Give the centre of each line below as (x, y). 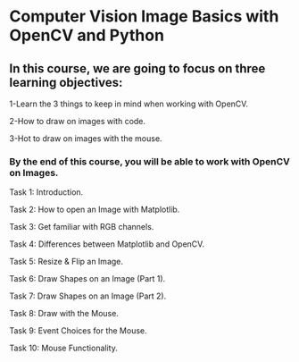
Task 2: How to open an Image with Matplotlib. (95, 210)
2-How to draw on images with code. (77, 121)
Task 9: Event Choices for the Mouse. (78, 331)
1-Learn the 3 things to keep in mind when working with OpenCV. (129, 104)
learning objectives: (66, 82)
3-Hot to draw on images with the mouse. (86, 139)
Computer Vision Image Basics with (144, 17)
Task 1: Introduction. (46, 192)
